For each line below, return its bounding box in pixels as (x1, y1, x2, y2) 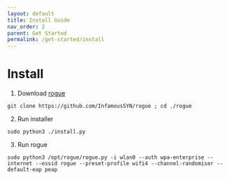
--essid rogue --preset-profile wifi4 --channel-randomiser (35, 160, 214, 167)
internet (7, 160, 33, 167)
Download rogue (17, 89, 66, 98)
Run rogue (17, 141, 47, 149)
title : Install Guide (7, 17, 71, 24)
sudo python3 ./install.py (7, 128, 86, 136)
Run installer (17, 115, 54, 123)
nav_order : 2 (7, 23, 45, 30)
